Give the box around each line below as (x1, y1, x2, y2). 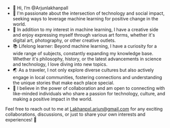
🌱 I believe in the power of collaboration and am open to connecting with (12, 85, 165, 91)
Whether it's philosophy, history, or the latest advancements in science (12, 56, 162, 62)
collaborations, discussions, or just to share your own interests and (5, 111, 146, 117)
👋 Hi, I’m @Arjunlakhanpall (12, 5, 69, 11)
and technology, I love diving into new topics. (12, 61, 108, 67)
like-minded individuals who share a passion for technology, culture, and (12, 91, 165, 96)
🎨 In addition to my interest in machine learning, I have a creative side (12, 27, 159, 33)
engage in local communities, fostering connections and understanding (12, 74, 162, 80)
